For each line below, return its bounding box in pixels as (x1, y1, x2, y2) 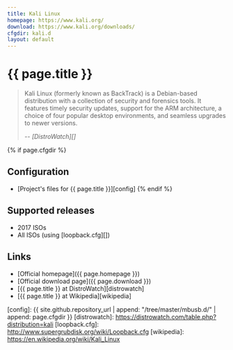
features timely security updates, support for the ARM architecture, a (24, 104, 223, 112)
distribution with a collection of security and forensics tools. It (24, 97, 202, 105)
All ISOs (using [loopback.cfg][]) (17, 231, 110, 239)
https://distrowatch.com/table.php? (115, 312, 217, 321)
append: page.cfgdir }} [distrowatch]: (7, 312, 114, 321)
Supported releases (7, 205, 95, 217)
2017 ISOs (17, 223, 47, 231)
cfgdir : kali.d (7, 29, 51, 37)
